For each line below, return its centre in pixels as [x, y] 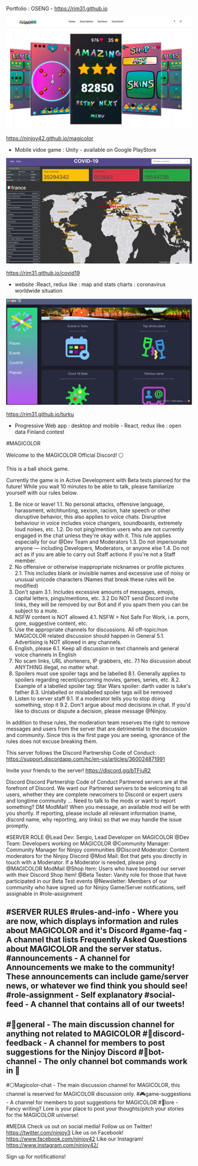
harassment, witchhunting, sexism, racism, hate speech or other [93, 510]
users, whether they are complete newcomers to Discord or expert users [94, 795]
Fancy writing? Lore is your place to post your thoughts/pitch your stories [95, 1109]
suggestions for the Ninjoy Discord [72, 1052]
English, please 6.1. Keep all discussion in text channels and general [97, 648]
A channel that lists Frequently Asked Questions [97, 940]
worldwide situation [39, 290]
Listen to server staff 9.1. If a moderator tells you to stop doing [90, 699]
